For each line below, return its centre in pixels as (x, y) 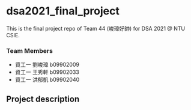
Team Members (29, 50)
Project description (43, 99)
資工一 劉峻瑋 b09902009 (47, 65)
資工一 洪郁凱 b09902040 (47, 80)
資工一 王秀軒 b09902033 (47, 72)
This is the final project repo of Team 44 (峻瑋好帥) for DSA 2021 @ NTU (95, 28)
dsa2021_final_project (63, 11)
